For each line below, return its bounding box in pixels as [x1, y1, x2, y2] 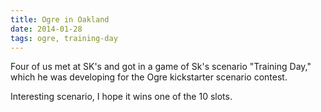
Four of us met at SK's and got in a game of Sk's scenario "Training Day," [10, 61, 312, 73]
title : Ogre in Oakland [10, 14, 110, 25]
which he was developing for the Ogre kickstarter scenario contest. [10, 71, 288, 83]
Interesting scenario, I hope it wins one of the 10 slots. [10, 91, 233, 103]
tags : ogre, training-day [10, 33, 118, 43]
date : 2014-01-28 [10, 24, 83, 34]
